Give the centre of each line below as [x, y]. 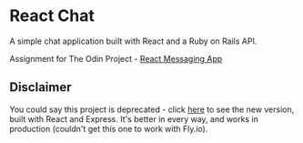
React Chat [52, 16]
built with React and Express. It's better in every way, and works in [134, 118]
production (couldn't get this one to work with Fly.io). [109, 128]
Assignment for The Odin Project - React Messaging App [116, 58]
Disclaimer [40, 87]
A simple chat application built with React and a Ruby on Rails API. [133, 41]
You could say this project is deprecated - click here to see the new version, [152, 109]
